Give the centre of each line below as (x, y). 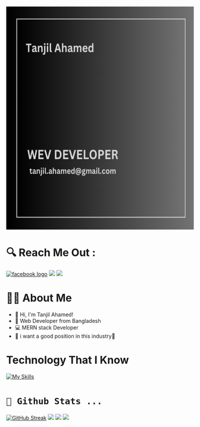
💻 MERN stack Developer (46, 327)
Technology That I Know (68, 360)
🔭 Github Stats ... (54, 401)
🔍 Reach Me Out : (51, 253)
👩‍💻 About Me (39, 298)
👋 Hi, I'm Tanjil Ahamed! (44, 314)
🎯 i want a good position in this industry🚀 (65, 336)
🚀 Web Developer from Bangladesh (58, 321)
